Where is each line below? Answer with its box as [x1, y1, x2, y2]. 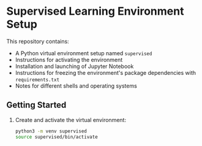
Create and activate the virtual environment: [15, 116, 127, 123]
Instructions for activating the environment [15, 56, 123, 63]
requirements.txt [15, 77, 60, 83]
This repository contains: [6, 37, 69, 45]
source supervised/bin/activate [15, 134, 98, 140]
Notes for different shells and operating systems [15, 82, 138, 90]
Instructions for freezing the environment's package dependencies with [15, 69, 196, 76]
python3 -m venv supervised [15, 128, 87, 134]
